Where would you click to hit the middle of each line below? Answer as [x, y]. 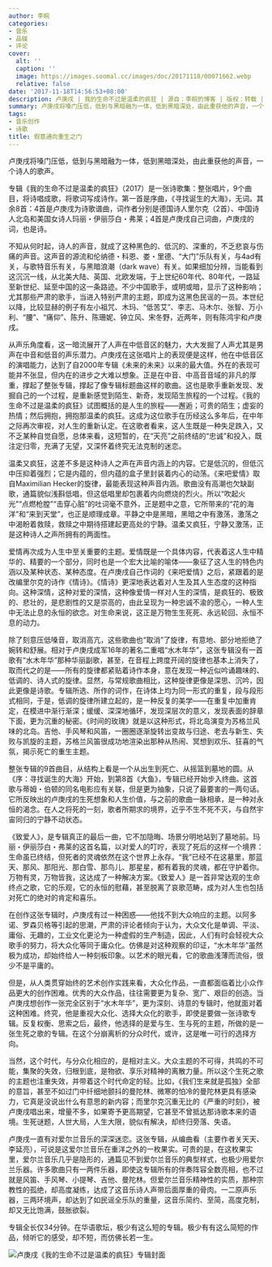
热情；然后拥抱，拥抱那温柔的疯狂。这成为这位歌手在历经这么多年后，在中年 [136, 416]
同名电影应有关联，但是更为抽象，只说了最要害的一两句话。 [164, 789]
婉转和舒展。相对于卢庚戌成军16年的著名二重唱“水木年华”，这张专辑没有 [129, 649]
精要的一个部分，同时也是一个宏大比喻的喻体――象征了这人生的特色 [143, 562]
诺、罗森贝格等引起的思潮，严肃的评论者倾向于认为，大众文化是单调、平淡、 [136, 924]
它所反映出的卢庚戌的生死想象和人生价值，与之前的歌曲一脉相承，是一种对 [132, 799]
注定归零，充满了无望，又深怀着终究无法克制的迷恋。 [97, 446]
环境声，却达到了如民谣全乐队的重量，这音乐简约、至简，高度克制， [150, 1200]
